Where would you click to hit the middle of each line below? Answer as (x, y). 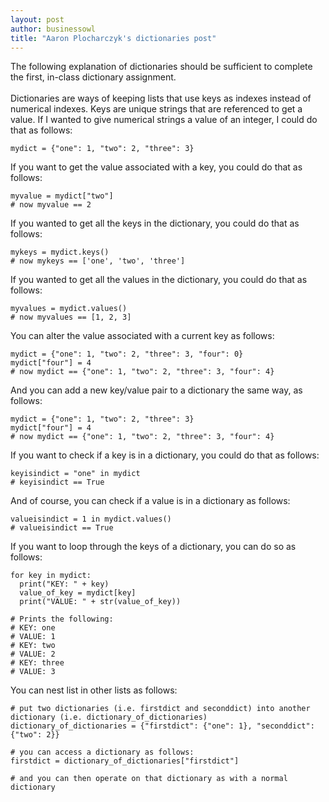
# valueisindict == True (62, 528)
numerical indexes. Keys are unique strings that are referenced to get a (156, 109)
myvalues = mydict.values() (69, 309)
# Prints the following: (62, 619)
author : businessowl (53, 29)
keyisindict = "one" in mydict (75, 474)
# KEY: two (33, 646)
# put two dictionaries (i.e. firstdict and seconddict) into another (160, 709)
